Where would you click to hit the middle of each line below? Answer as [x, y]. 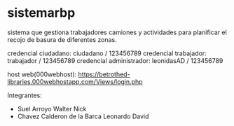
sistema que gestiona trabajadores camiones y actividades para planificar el [117, 32]
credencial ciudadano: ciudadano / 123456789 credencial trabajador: [107, 53]
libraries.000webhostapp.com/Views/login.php [75, 81]
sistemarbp [41, 13]
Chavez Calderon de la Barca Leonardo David [83, 116]
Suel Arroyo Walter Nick [52, 108]
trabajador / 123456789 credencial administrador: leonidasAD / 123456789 [115, 60]
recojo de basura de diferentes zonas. [62, 39]
